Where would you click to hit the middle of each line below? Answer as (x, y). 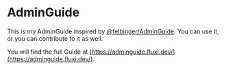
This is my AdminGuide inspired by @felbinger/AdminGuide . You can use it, (113, 31)
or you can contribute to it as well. (55, 38)
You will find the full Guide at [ (50, 52)
